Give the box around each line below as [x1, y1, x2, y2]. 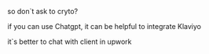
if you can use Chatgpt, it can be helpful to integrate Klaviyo [7, 22, 202, 31]
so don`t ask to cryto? [7, 7, 79, 16]
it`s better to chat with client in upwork [7, 37, 132, 46]
